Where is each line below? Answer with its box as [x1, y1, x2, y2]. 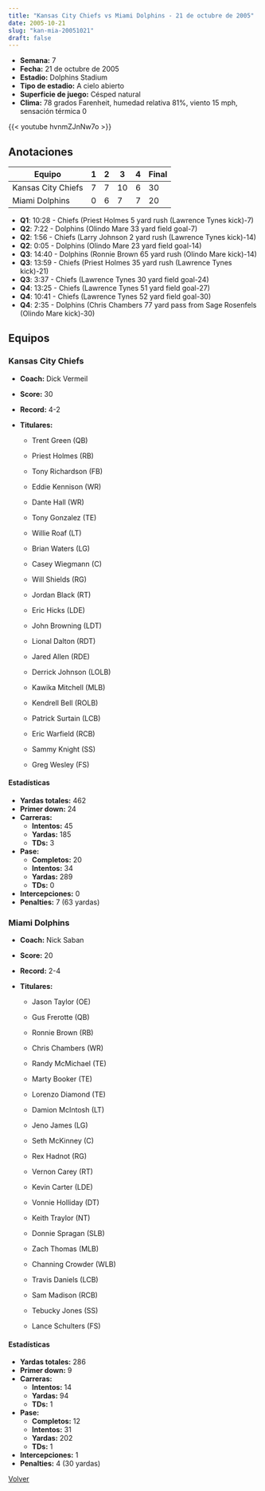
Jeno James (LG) [31, 1120, 89, 1130]
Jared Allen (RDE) [31, 651, 90, 661]
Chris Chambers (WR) [31, 1043, 104, 1053]
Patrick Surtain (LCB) [31, 713, 101, 723]
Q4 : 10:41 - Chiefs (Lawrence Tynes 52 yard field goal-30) [19, 292, 212, 301]
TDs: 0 [31, 880, 55, 889]
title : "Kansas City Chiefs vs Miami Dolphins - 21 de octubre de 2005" [8, 11, 255, 20]
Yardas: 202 [31, 1434, 73, 1443]
